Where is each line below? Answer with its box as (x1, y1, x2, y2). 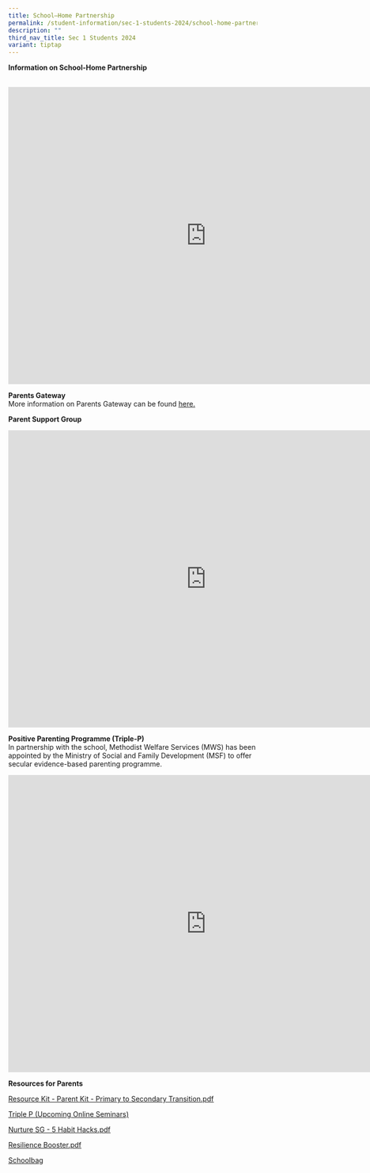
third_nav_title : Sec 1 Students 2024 (8, 33, 136, 42)
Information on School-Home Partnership (8, 63, 148, 72)
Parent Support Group (8, 415, 82, 424)
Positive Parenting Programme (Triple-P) (8, 734, 145, 743)
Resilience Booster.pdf (8, 1141, 81, 1150)
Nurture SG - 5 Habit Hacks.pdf (8, 1125, 111, 1134)
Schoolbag (8, 1156, 43, 1165)
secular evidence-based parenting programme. (8, 759, 162, 769)
